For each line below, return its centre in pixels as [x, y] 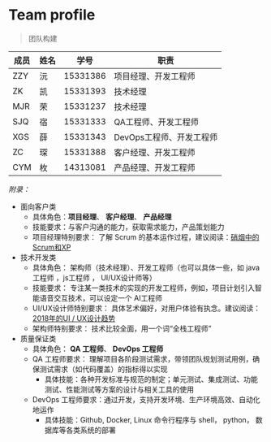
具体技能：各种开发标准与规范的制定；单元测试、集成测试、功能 [151, 379]
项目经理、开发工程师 [155, 76]
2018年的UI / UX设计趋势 [74, 318]
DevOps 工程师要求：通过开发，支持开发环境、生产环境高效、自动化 [146, 399]
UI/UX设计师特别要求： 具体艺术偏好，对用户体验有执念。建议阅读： [146, 308]
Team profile [52, 15]
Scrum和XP [52, 247]
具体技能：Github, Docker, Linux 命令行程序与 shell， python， [149, 419]
